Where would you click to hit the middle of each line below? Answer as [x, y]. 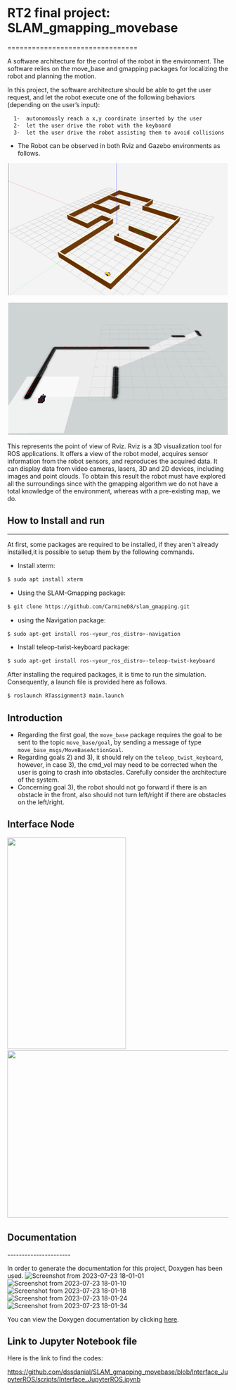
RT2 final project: [59, 13]
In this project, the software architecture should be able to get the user [110, 90]
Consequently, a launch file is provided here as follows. [87, 682]
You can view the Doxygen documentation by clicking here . [93, 1319]
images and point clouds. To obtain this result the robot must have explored [117, 476]
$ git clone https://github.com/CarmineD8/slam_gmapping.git [99, 607]
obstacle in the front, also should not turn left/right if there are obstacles [122, 794]
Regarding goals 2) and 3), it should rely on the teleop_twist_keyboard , [120, 757]
